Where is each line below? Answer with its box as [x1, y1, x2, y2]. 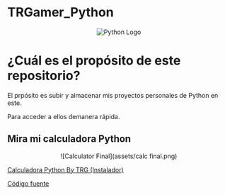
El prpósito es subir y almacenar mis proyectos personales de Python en [7, 91, 219, 99]
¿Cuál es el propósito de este [7, 52, 181, 69]
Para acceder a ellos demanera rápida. [7, 112, 120, 121]
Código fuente [7, 179, 50, 188]
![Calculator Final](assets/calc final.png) [60, 152, 178, 160]
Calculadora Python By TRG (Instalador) [7, 165, 124, 174]
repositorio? [7, 68, 81, 84]
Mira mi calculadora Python [7, 133, 132, 145]
